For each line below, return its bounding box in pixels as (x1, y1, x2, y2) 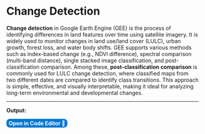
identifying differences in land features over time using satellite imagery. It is (6, 30, 198, 38)
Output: (6, 107, 26, 114)
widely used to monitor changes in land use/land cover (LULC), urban (6, 37, 181, 44)
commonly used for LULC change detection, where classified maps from (6, 69, 189, 77)
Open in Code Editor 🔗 (9, 119, 66, 127)
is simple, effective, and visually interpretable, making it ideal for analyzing (6, 82, 194, 90)
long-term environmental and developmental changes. (6, 89, 143, 96)
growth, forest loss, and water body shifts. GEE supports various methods (6, 44, 192, 51)
